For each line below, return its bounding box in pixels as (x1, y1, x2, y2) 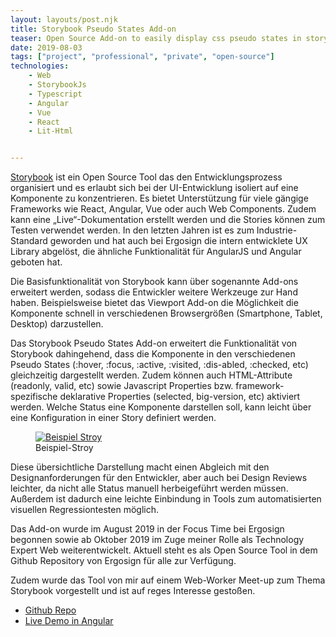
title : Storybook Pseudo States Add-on (10, 24, 177, 34)
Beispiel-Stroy (35, 442, 94, 454)
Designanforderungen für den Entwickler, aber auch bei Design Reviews (10, 472, 308, 484)
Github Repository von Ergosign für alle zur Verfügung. (10, 555, 237, 567)
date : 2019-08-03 (10, 42, 83, 53)
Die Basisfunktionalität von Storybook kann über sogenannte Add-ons (10, 276, 299, 288)
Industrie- (256, 224, 298, 236)
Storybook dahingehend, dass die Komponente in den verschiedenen (10, 348, 296, 360)
